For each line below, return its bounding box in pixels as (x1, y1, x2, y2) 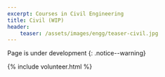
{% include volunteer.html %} (7, 62, 93, 71)
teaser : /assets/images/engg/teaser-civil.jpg (20, 29, 159, 37)
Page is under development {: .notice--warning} (7, 49, 146, 57)
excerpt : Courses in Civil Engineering (7, 10, 124, 17)
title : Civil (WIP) (7, 17, 65, 24)
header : (7, 23, 30, 30)
